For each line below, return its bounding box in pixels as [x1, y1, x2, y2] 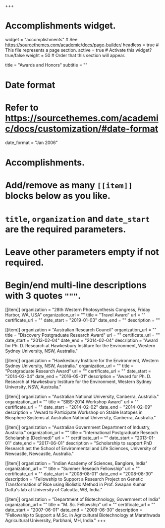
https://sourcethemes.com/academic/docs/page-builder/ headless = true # [5, 42, 159, 48]
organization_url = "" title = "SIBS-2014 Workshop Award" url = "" [5, 398, 139, 405]
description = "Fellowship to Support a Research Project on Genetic [5, 476, 143, 482]
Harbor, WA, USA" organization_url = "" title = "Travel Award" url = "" [5, 311, 146, 318]
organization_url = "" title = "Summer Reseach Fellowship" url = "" [5, 465, 140, 471]
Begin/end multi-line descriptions [5, 280, 147, 291]
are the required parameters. [5, 224, 126, 235]
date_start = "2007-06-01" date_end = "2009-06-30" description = [5, 507, 143, 513]
